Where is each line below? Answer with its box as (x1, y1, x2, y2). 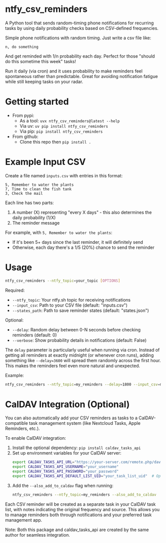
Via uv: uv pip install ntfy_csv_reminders (19, 123, 108, 129)
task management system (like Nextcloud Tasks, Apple (29, 420, 141, 426)
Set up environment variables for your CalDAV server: (12, 450, 122, 456)
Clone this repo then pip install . (19, 139, 91, 145)
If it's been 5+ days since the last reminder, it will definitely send (12, 239, 143, 245)
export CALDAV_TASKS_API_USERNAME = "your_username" (12, 465, 119, 469)
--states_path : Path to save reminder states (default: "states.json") (12, 307, 149, 313)
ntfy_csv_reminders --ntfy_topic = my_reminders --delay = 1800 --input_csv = (5, 382, 161, 387)
